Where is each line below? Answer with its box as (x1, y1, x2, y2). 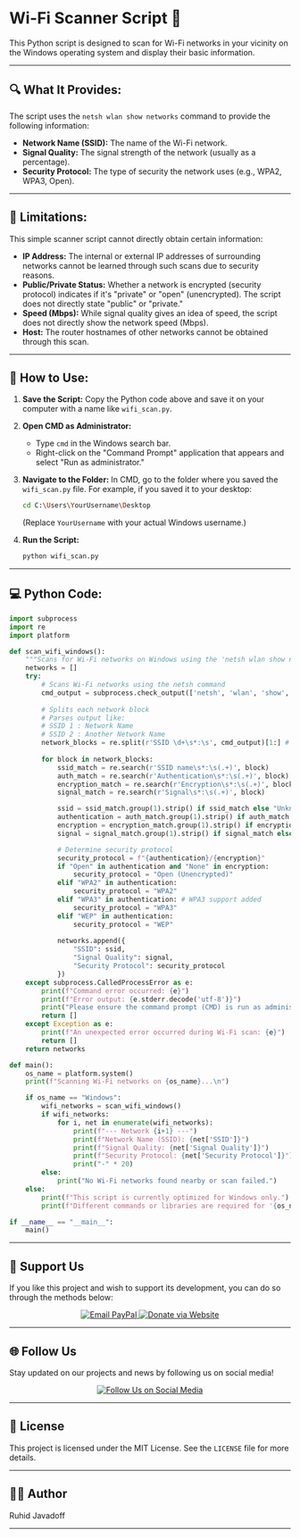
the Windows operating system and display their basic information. (9, 46, 255, 57)
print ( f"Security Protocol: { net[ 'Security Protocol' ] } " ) (72, 1151, 294, 1160)
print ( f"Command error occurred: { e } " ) (41, 986, 190, 995)
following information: (9, 120, 89, 130)
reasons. (21, 270, 55, 280)
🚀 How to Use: (9, 370, 89, 385)
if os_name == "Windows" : (25, 1093, 122, 1102)
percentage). (21, 156, 71, 167)
